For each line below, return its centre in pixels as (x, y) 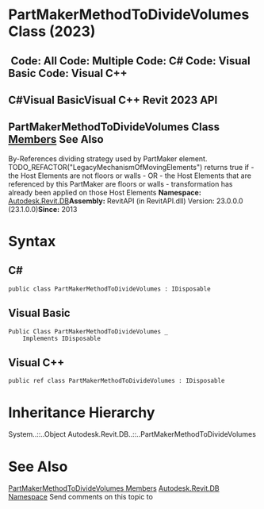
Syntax (32, 241)
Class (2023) (52, 31)
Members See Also (56, 139)
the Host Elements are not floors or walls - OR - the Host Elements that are (130, 175)
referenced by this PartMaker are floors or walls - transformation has (121, 183)
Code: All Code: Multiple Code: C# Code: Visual (131, 61)
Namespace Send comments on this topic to (80, 497)
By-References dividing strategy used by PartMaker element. (108, 158)
